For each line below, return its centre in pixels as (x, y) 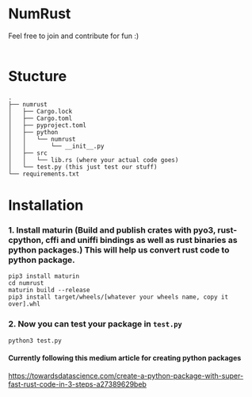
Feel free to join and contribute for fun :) (74, 36)
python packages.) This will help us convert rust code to (119, 249)
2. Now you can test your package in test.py (95, 324)
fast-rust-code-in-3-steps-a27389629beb (77, 384)
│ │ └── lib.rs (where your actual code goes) (94, 160)
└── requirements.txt (44, 174)
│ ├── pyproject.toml (48, 125)
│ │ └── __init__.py (56, 146)
